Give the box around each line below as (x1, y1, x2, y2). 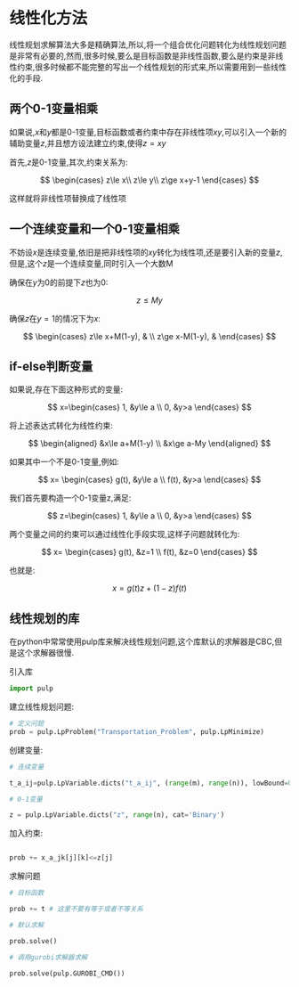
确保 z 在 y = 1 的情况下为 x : (9, 313, 101, 323)
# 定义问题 (9, 719, 44, 729)
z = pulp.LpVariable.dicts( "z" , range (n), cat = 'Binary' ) (9, 811, 225, 820)
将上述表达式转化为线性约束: (9, 420, 114, 431)
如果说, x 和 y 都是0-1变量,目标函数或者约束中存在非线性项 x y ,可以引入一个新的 (9, 126, 287, 137)
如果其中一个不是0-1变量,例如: (9, 456, 120, 468)
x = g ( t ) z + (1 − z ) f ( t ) (112, 583, 187, 593)
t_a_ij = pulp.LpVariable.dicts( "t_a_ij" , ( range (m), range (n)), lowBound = (9, 779, 289, 787)
